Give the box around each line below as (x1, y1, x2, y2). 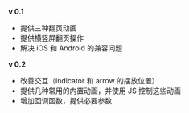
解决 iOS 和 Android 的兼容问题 (19, 43, 123, 53)
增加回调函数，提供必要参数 (19, 96, 113, 105)
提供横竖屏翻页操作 (19, 34, 84, 42)
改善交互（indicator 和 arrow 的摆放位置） (19, 76, 159, 85)
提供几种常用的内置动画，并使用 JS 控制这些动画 (19, 86, 181, 95)
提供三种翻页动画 (19, 23, 77, 33)
